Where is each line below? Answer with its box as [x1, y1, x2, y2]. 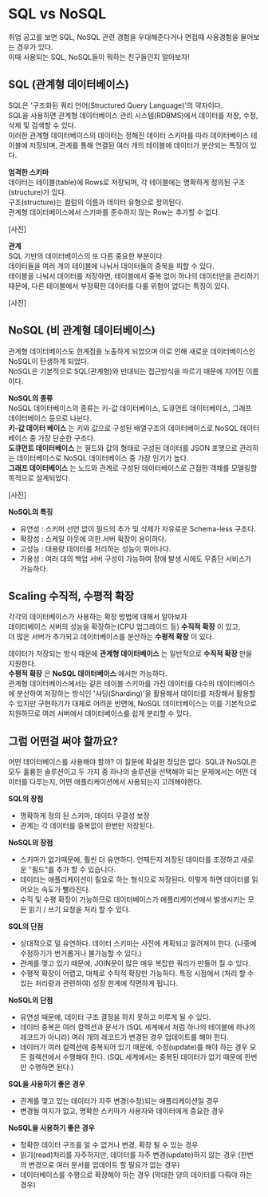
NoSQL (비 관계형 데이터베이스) [8, 324, 156, 338]
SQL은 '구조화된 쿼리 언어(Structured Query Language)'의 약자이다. [8, 101, 223, 110]
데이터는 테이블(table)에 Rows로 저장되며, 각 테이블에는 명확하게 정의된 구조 [8, 177, 246, 187]
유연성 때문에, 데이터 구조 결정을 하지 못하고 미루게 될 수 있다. [19, 1013, 211, 1022]
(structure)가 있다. [8, 187, 67, 196]
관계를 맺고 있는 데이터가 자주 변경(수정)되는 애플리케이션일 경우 [19, 1096, 219, 1106]
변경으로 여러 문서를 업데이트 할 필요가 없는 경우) [28, 1160, 180, 1170]
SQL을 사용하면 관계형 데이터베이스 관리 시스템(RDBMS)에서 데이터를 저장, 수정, [8, 110, 258, 120]
